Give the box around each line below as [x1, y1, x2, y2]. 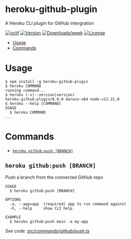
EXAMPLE [5, 214, 21, 219]
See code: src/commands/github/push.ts [5, 227, 90, 234]
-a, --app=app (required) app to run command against [9, 201, 126, 206]
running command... [5, 88, 46, 93]
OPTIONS [5, 197, 21, 202]
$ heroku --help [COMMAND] [5, 101, 61, 106]
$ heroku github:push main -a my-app [9, 219, 88, 224]
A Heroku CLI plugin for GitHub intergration [5, 20, 94, 26]
